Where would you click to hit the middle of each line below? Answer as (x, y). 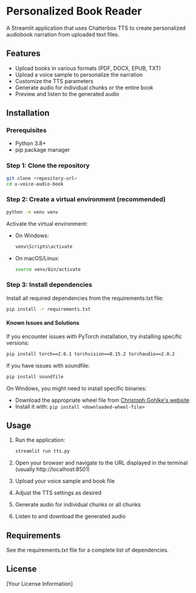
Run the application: (40, 440)
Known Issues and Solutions (43, 323)
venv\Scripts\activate (44, 246)
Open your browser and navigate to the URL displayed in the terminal (101, 463)
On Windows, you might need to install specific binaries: (76, 388)
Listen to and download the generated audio (70, 517)
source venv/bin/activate (48, 269)
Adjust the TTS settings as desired (58, 493)
